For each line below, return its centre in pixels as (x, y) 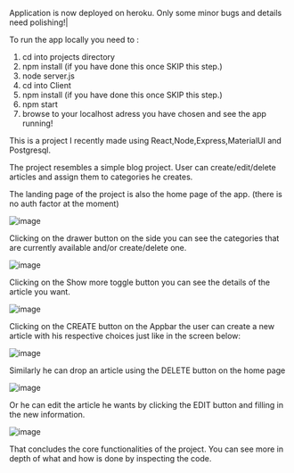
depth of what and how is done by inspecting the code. (110, 458)
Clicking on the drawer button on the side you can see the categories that (144, 238)
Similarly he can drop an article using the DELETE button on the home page (147, 370)
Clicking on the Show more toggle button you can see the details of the (139, 282)
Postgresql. (30, 150)
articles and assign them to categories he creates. (101, 177)
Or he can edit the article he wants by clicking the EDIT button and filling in (146, 405)
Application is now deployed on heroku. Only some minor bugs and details (146, 13)
